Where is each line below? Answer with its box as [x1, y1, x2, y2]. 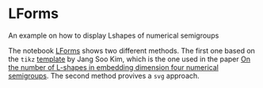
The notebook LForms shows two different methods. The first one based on [8, 46, 256, 55]
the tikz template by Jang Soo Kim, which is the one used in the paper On [8, 54, 251, 64]
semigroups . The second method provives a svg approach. [8, 71, 200, 80]
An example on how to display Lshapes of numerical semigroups [8, 31, 219, 40]
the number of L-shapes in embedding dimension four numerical [8, 62, 219, 71]
